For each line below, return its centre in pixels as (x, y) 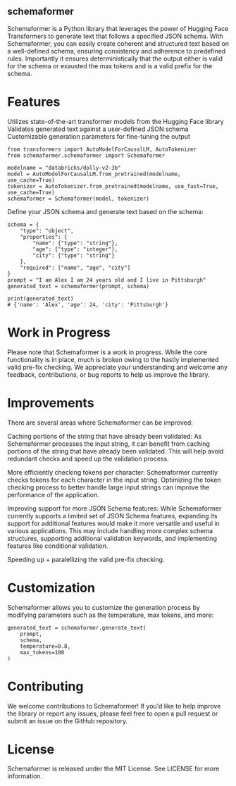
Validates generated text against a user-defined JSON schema (98, 129)
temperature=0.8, (45, 646)
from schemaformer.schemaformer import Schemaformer (86, 155)
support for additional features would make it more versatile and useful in (113, 523)
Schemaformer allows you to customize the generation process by (104, 607)
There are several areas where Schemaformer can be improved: (100, 423)
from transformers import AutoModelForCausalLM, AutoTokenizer (102, 149)
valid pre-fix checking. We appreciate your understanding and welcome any (117, 367)
